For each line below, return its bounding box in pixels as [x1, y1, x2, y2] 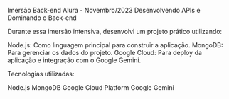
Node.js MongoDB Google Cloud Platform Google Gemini [7, 83, 174, 91]
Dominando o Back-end [7, 13, 77, 22]
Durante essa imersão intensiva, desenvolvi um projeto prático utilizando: [7, 28, 223, 35]
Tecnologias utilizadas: [7, 70, 75, 78]
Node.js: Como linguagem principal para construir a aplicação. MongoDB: [7, 41, 223, 49]
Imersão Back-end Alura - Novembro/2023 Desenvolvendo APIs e [7, 6, 201, 14]
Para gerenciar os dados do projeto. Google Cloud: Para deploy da [7, 49, 203, 57]
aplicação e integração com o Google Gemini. [7, 56, 142, 64]
